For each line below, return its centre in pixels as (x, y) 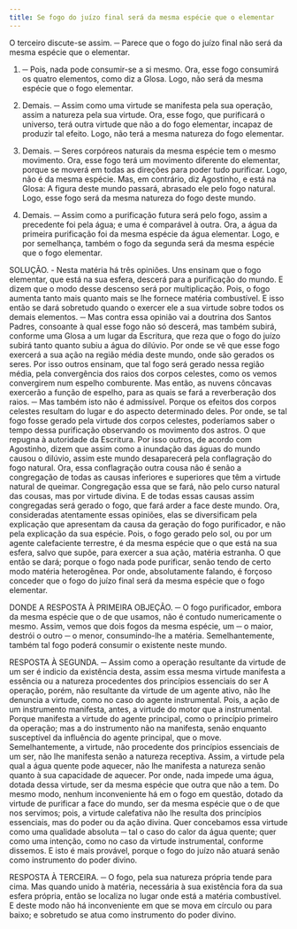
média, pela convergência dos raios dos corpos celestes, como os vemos (143, 373)
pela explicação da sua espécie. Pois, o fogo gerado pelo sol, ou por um (141, 534)
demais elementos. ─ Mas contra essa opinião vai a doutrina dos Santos (141, 316)
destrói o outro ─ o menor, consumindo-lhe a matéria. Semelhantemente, (142, 636)
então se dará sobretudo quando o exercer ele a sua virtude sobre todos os (147, 308)
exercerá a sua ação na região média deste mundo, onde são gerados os (142, 355)
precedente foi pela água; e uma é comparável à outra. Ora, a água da (149, 224)
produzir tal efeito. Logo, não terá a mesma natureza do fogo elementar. (153, 133)
